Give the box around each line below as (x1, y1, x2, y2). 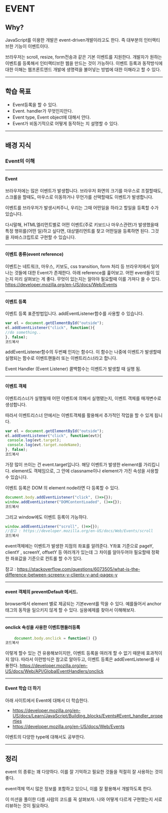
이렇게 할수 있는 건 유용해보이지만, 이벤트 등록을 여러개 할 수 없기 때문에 (5, 650, 145, 656)
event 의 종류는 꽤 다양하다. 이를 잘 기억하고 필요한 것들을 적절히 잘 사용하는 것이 (5, 769, 163, 775)
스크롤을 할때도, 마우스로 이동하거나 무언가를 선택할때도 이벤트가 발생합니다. (5, 194, 153, 200)
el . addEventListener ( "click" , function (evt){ (5, 433, 101, 438)
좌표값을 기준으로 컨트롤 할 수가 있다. (10, 556, 82, 562)
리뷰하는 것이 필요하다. (5, 802, 49, 809)
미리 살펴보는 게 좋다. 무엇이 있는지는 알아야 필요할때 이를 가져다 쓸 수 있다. (14, 276, 161, 282)
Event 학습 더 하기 (5, 685, 41, 691)
